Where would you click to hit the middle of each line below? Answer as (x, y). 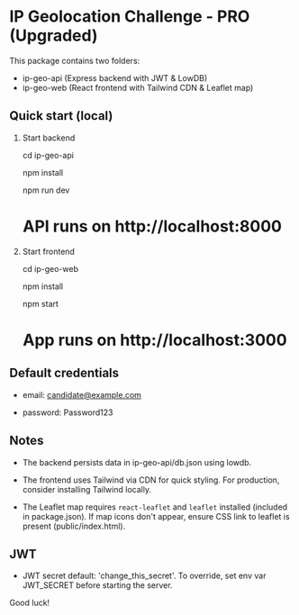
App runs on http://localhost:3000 (154, 340)
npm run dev (46, 190)
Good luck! (30, 603)
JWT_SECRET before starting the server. (97, 585)
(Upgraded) (54, 36)
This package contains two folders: (75, 60)
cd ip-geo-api (48, 155)
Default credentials (64, 373)
